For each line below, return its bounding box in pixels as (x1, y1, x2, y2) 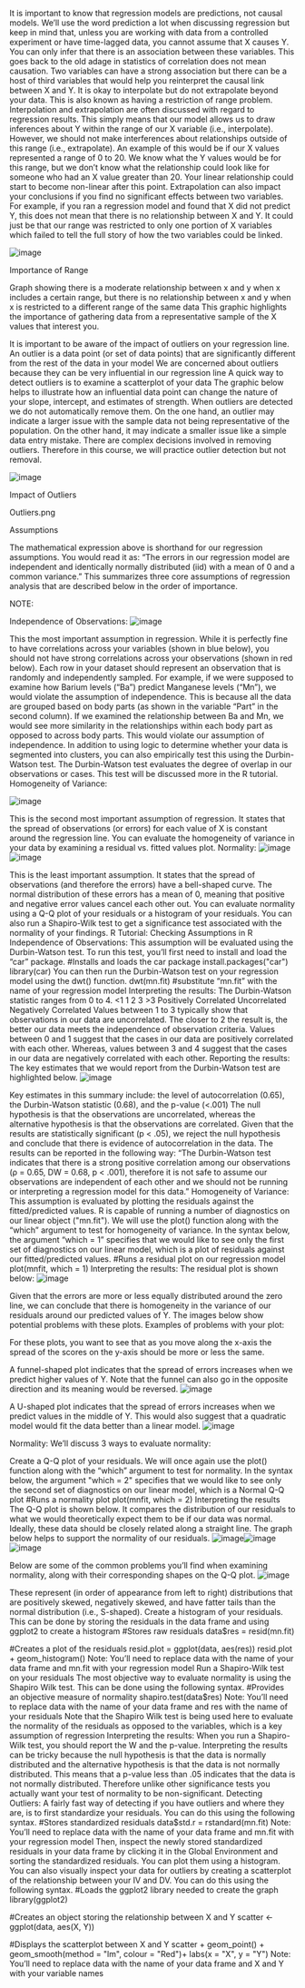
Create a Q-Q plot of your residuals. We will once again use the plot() (9, 1456, 268, 1466)
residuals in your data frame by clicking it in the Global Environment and (9, 1846, 279, 1856)
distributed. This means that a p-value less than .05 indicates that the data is (9, 1769, 296, 1779)
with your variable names (9, 1968, 104, 1978)
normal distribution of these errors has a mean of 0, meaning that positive (9, 889, 285, 900)
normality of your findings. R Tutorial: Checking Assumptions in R (9, 928, 253, 938)
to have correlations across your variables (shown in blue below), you (9, 644, 270, 654)
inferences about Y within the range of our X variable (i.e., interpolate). (9, 123, 274, 134)
